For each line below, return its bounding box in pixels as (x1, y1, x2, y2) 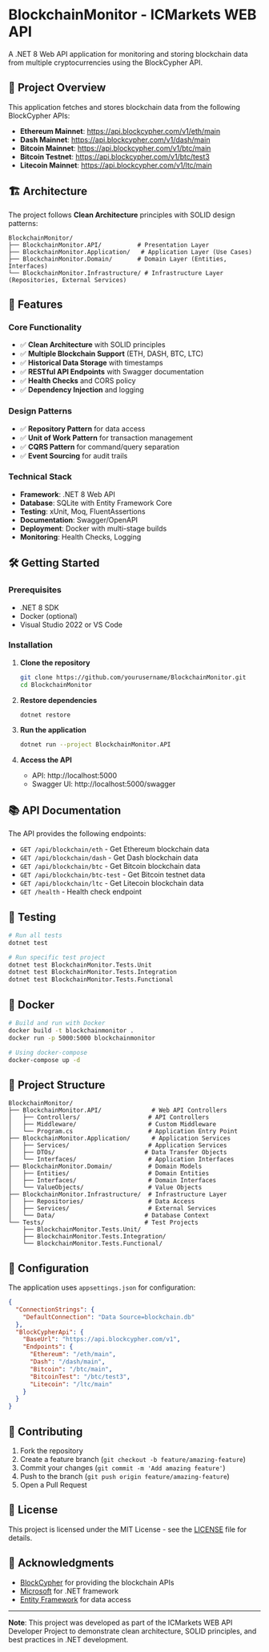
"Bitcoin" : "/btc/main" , (29, 1365, 113, 1373)
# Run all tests (8, 931, 62, 939)
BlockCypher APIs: (8, 111, 70, 120)
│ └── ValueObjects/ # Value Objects (8, 1184, 203, 1192)
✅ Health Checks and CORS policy (19, 376, 136, 386)
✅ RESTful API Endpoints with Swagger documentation (19, 367, 204, 377)
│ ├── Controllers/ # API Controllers (8, 1113, 210, 1121)
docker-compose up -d (8, 1056, 81, 1064)
